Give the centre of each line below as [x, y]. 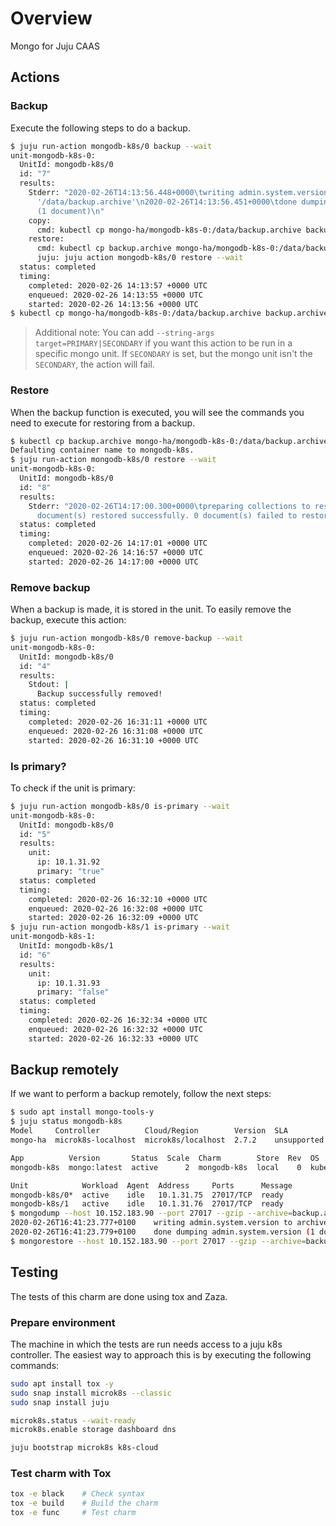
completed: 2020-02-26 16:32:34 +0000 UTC [118, 1020]
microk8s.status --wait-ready [73, 1420]
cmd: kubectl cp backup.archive [104, 248]
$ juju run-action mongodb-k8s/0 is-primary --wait [120, 806]
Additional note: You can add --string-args [124, 333]
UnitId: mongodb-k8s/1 [66, 946]
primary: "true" [70, 872]
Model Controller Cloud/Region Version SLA [149, 1131]
